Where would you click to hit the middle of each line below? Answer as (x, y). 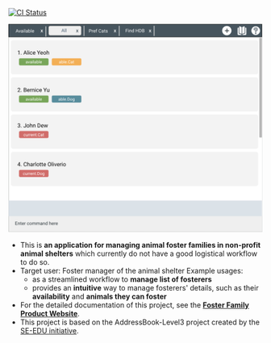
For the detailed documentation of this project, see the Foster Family (135, 305)
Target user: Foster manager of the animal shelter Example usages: (131, 270)
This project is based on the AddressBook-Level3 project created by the (140, 322)
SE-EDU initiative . (49, 330)
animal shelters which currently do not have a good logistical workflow (139, 253)
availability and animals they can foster (99, 296)
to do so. (35, 261)
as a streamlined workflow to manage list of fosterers (122, 279)
